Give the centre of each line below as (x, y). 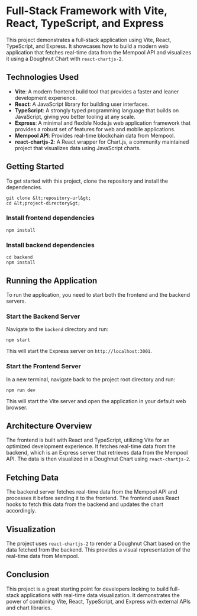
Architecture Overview (49, 426)
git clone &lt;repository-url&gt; (49, 198)
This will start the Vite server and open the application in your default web (96, 401)
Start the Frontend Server (43, 367)
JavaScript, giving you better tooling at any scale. (75, 116)
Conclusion (28, 575)
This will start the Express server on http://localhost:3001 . (79, 351)
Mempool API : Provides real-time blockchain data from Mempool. (95, 135)
